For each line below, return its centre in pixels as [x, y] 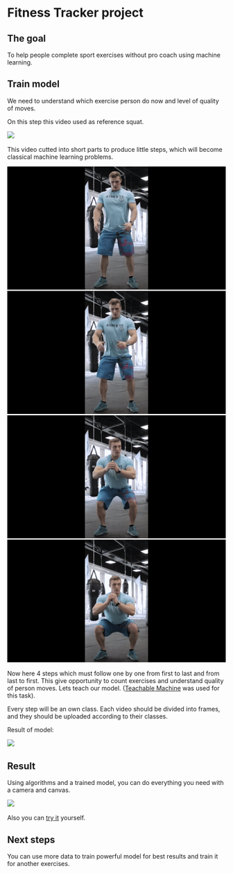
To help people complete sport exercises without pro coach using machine [114, 55]
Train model [34, 84]
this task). [21, 695]
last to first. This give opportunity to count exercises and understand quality [115, 681]
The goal [27, 38]
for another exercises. [38, 864]
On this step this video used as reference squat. [76, 121]
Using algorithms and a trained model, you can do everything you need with [115, 783]
